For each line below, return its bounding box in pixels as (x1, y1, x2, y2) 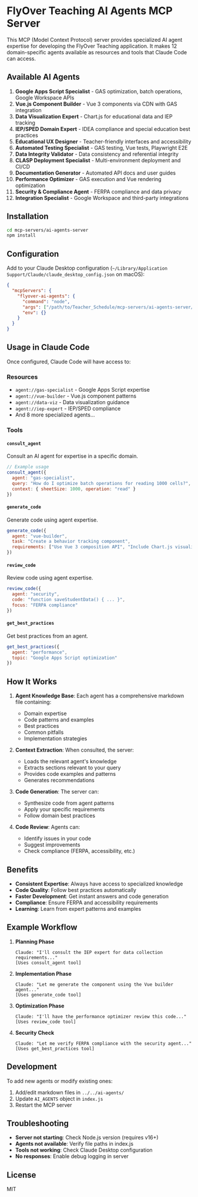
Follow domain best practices (24, 812, 96, 819)
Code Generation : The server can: (15, 788, 99, 795)
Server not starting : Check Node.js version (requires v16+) (15, 1134, 159, 1141)
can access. (6, 55, 36, 62)
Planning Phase (15, 938, 55, 945)
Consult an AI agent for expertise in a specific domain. (6, 452, 139, 460)
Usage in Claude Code (6, 342, 90, 352)
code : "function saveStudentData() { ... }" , (12, 597, 126, 603)
